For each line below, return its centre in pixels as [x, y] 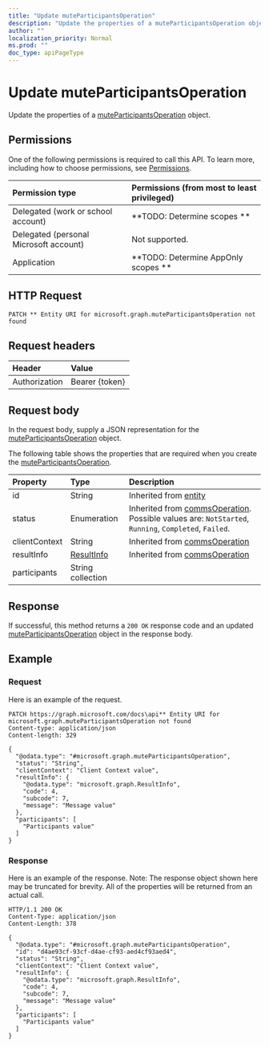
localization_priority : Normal [60, 38]
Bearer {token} [98, 382]
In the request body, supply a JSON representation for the [104, 430]
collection [89, 578]
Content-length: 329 [43, 735]
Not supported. [160, 239]
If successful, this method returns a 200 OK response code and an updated [131, 625]
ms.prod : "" [28, 46]
